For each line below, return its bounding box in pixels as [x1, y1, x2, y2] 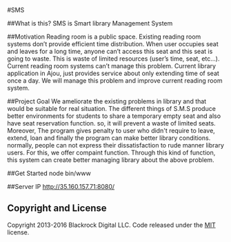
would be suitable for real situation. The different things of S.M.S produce [7, 105, 216, 112]
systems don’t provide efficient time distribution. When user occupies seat [7, 40, 219, 48]
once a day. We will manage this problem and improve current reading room [7, 77, 223, 85]
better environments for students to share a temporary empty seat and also [7, 112, 221, 120]
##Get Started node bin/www [7, 169, 91, 177]
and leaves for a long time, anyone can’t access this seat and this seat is [7, 48, 213, 55]
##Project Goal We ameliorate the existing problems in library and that [7, 97, 207, 105]
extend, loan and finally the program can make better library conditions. [7, 134, 211, 142]
